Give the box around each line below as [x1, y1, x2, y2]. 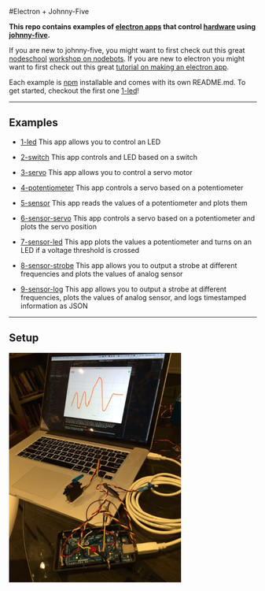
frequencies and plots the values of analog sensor [20, 269, 183, 278]
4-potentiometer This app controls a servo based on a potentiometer [20, 183, 244, 192]
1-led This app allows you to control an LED [20, 137, 161, 147]
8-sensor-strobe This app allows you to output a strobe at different [20, 260, 237, 270]
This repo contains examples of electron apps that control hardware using [9, 22, 256, 31]
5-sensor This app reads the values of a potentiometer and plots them [20, 198, 248, 207]
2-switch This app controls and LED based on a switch [20, 152, 198, 162]
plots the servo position [20, 221, 98, 231]
